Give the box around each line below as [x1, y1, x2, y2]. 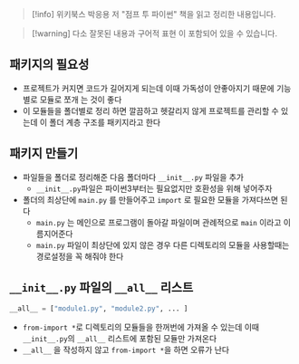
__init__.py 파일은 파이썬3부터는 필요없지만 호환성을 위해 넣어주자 [35, 183, 273, 194]
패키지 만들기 [9, 146, 79, 161]
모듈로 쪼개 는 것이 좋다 [39, 94, 122, 105]
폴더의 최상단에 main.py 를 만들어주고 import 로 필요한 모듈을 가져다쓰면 [22, 194, 279, 205]
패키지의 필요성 [9, 57, 90, 72]
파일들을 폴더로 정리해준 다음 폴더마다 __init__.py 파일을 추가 [22, 171, 245, 182]
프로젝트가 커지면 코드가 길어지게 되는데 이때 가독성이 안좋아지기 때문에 [22, 82, 275, 93]
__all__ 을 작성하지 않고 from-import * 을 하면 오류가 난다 [22, 344, 229, 356]
